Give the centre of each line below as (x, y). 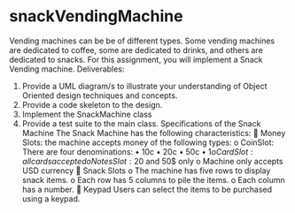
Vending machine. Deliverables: (67, 69)
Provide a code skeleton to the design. (92, 104)
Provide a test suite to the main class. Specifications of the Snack (141, 123)
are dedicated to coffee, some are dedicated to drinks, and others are (136, 49)
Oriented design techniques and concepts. (100, 95)
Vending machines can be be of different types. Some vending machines (142, 41)
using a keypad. (51, 198)
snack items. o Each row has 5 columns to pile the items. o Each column (153, 179)
